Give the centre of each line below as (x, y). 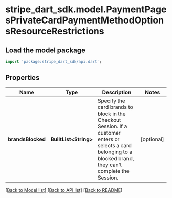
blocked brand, (116, 158)
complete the (113, 171)
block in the (112, 114)
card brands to (115, 107)
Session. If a (112, 126)
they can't (110, 165)
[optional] (152, 139)
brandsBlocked (27, 139)
